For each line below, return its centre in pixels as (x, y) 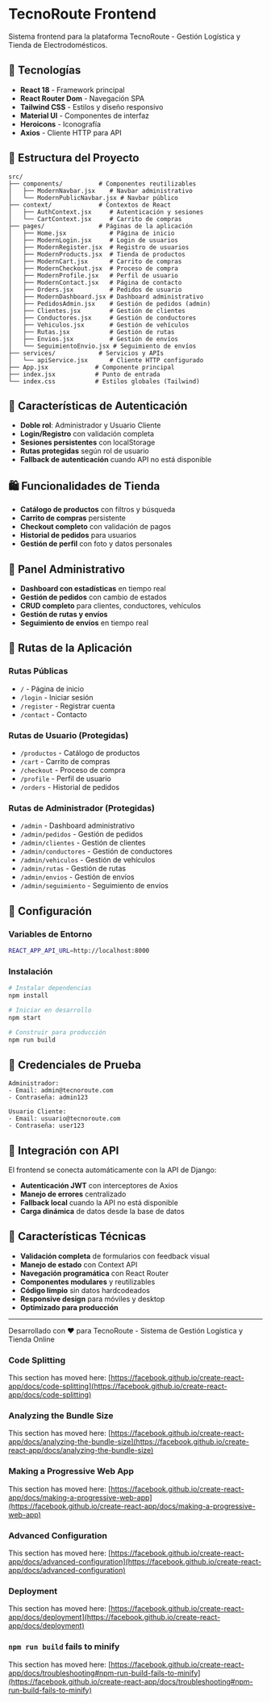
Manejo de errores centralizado (73, 1194)
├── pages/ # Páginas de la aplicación (101, 226)
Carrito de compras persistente (73, 518)
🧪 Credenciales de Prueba (75, 1064)
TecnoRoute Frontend (83, 14)
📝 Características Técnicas (77, 1236)
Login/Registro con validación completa (87, 434)
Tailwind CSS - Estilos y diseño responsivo (92, 106)
